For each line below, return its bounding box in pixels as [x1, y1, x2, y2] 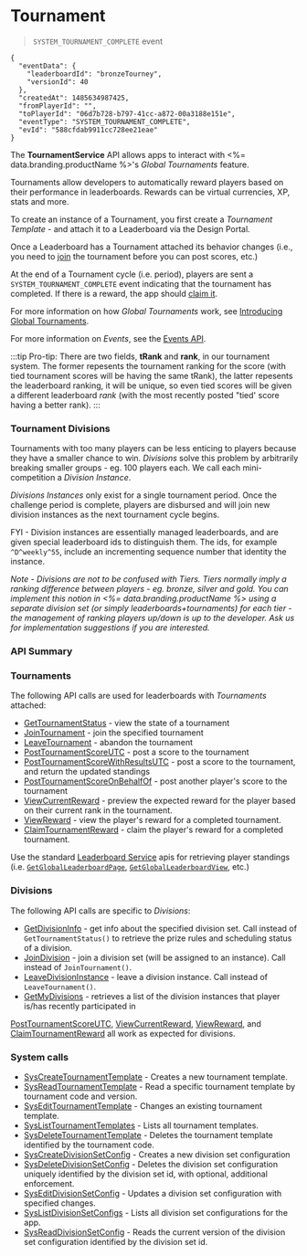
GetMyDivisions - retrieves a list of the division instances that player [23, 990, 281, 1001]
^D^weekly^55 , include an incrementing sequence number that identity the [10, 546, 287, 557]
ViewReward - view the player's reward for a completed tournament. [23, 815, 281, 826]
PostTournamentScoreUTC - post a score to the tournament [23, 746, 249, 758]
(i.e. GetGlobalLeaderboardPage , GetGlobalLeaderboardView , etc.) [10, 861, 249, 872]
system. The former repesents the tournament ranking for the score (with [10, 360, 286, 371]
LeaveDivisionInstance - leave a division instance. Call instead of [23, 971, 269, 982]
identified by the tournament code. [23, 1139, 154, 1151]
